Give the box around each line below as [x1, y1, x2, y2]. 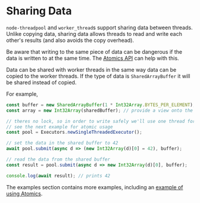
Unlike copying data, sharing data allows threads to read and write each [6, 30, 183, 37]
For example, [6, 90, 39, 97]
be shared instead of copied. [6, 79, 77, 86]
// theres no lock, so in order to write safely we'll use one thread [6, 118, 185, 124]
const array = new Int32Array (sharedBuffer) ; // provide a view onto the [6, 107, 193, 113]
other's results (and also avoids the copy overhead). [6, 36, 135, 44]
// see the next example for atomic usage [6, 124, 113, 130]
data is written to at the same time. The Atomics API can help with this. [6, 54, 180, 61]
